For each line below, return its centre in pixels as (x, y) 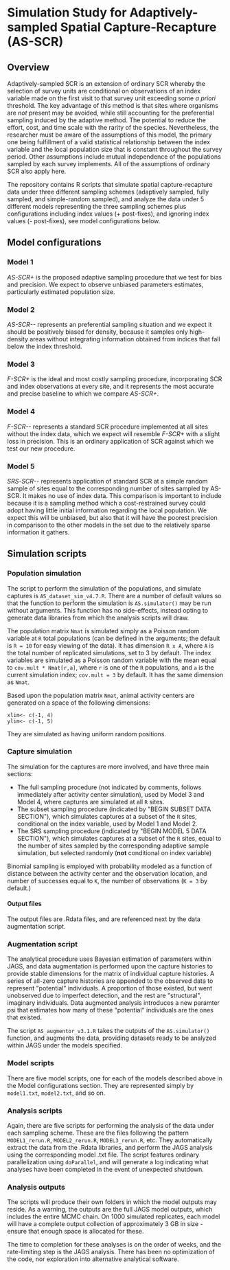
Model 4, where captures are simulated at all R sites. (91, 802)
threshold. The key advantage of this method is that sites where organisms (113, 105)
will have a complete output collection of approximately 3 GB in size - (105, 1224)
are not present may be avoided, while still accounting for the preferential (111, 113)
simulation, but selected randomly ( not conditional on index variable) (114, 852)
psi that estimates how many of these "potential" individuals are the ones (111, 1010)
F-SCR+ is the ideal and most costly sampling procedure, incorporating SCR (115, 379)
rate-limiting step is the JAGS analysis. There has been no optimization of (111, 1252)
